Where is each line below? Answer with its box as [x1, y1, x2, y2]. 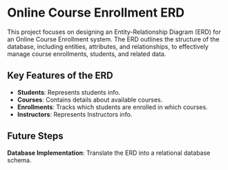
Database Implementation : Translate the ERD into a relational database [7, 149, 211, 157]
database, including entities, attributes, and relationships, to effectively [7, 42, 209, 50]
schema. [7, 155, 32, 164]
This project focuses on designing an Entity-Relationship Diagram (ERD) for [7, 28, 221, 36]
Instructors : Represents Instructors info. [17, 110, 133, 118]
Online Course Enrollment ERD [7, 5, 185, 21]
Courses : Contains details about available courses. [17, 95, 163, 104]
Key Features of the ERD [7, 70, 113, 82]
